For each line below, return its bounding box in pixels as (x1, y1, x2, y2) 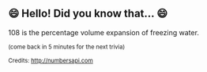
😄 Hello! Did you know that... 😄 (8, 7, 168, 20)
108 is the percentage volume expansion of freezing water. (8, 27, 200, 37)
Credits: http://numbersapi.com (8, 56, 93, 64)
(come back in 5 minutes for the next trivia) (8, 43, 125, 51)
